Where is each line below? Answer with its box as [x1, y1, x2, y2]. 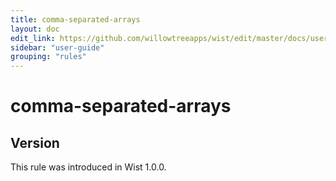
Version [10, 134, 60, 151]
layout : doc [10, 24, 60, 34]
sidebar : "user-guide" [10, 42, 105, 53]
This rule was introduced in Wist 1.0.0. [10, 161, 167, 173]
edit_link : [10, 33, 56, 43]
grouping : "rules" [10, 52, 87, 62]
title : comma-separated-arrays [10, 14, 141, 25]
